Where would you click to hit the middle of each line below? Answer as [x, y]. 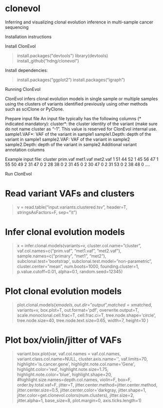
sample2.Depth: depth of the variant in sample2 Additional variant [71, 144]
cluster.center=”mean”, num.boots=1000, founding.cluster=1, [78, 266]
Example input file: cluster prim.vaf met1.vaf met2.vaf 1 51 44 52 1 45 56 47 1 [82, 159]
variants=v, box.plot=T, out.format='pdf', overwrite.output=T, [78, 310]
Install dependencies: [27, 70]
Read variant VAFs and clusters [70, 194]
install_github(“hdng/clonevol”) [48, 61]
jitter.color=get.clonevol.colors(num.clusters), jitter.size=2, [76, 395]
